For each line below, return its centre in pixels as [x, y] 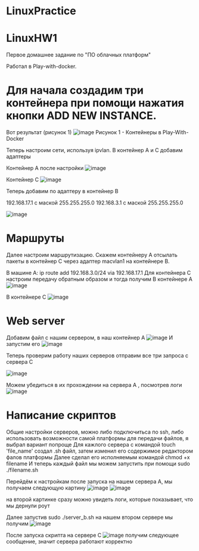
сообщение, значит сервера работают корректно [69, 541]
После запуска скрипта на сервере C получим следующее [93, 535]
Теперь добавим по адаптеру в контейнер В [62, 191]
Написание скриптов [61, 415]
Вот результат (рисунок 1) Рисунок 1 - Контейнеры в [84, 132]
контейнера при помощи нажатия [95, 103]
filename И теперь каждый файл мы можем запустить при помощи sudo [98, 463]
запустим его [23, 343]
